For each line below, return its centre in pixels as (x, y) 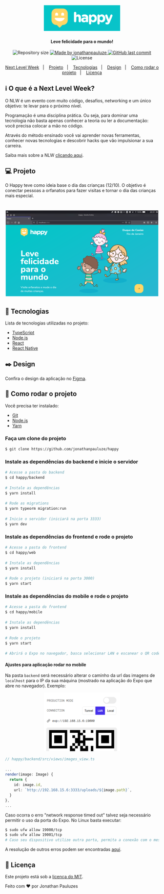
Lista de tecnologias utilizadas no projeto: (47, 323)
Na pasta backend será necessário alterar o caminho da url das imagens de (80, 675)
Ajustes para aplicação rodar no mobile (46, 665)
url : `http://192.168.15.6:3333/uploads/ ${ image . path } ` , (73, 790)
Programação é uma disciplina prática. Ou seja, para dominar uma (72, 115)
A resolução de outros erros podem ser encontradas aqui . (63, 849)
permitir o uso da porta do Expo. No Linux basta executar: (63, 820)
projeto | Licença (82, 72)
